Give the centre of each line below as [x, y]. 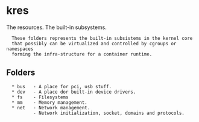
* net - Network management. [51, 108]
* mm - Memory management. [49, 102]
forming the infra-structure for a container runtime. [82, 54]
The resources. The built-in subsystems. [57, 27]
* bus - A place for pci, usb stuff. [62, 86]
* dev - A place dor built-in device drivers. [74, 92]
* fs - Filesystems [40, 97]
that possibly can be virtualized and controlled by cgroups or [94, 43]
